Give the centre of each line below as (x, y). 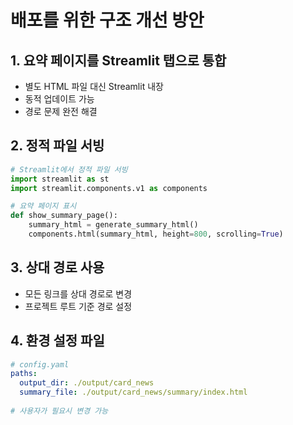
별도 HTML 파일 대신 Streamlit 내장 (94, 86)
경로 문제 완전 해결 (61, 111)
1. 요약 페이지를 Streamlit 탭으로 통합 (118, 60)
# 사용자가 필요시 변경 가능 (59, 411)
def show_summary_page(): (64, 216)
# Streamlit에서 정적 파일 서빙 (69, 169)
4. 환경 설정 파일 (57, 341)
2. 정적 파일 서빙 (57, 146)
